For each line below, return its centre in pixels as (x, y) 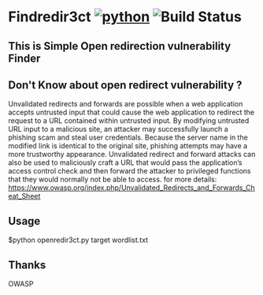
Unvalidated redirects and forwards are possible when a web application (126, 104)
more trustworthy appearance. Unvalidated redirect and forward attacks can (132, 155)
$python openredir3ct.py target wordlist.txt (78, 240)
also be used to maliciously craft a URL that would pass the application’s (125, 162)
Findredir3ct (50, 17)
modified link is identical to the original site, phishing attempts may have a (128, 146)
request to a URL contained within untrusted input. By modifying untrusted (129, 121)
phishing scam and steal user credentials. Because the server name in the (128, 137)
